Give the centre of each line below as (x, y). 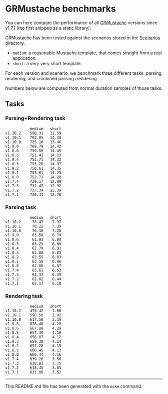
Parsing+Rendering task (35, 118)
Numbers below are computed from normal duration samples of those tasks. (84, 88)
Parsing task (21, 207)
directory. (15, 43)
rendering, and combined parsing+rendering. (52, 78)
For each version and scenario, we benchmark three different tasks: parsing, (84, 73)
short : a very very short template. (47, 63)
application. (24, 58)
